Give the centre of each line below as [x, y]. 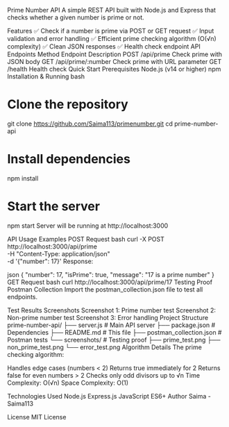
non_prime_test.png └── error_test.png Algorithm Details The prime [105, 347]
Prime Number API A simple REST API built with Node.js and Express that [112, 10]
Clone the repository [68, 104]
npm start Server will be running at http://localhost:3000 [88, 226]
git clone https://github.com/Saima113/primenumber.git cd [90, 124]
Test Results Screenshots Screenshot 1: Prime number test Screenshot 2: [112, 310]
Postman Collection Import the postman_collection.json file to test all [105, 289]
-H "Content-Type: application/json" [59, 253]
